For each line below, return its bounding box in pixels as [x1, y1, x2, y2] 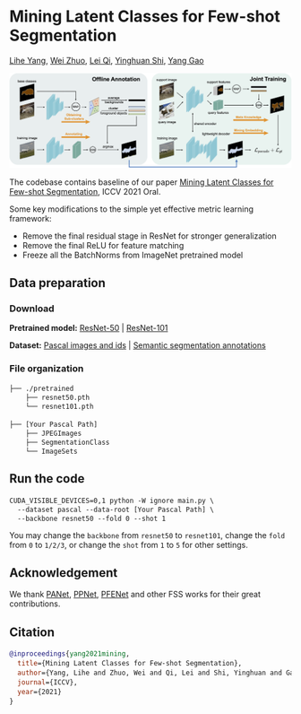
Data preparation [9, 275, 106, 291]
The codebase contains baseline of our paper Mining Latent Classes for [9, 177, 274, 187]
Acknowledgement [9, 565, 118, 580]
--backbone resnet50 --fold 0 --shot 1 [17, 514, 167, 523]
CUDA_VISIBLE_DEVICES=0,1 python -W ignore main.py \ [9, 496, 215, 505]
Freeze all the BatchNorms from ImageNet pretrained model [21, 249, 244, 260]
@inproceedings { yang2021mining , [9, 649, 130, 658]
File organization [9, 362, 84, 375]
